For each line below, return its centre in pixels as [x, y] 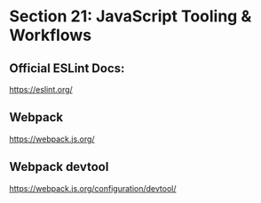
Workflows [50, 35]
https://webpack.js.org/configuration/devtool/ [93, 188]
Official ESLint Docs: [67, 68]
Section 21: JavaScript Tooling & [130, 16]
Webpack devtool [59, 167]
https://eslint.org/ [41, 89]
